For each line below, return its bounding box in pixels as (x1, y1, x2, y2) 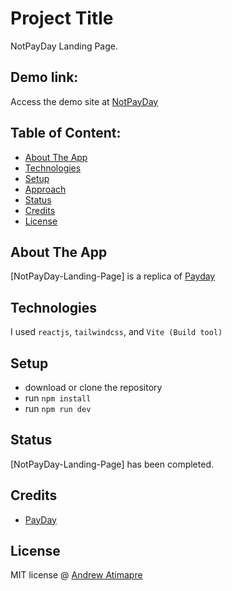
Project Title (10, 7, 114, 30)
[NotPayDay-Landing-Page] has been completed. (10, 458, 214, 470)
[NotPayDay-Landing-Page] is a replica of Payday (10, 270, 216, 282)
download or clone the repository (24, 382, 163, 393)
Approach (24, 183, 67, 195)
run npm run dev (24, 403, 92, 414)
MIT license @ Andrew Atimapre (10, 569, 143, 581)
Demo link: (10, 69, 79, 86)
